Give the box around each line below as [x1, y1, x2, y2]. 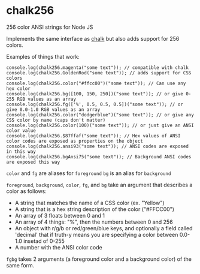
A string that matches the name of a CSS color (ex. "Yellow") [14, 199, 165, 206]
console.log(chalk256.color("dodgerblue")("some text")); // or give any [6, 112, 195, 118]
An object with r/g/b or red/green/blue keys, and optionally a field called [14, 224, 193, 231]
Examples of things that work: [6, 53, 80, 60]
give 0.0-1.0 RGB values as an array [6, 106, 101, 113]
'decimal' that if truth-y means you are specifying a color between [14, 231, 178, 238]
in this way [6, 148, 36, 155]
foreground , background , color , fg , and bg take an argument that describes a [6, 181, 193, 188]
